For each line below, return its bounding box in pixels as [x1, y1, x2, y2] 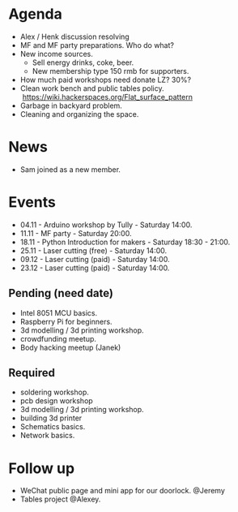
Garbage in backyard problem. [19, 101, 123, 110]
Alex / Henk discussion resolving [19, 32, 130, 41]
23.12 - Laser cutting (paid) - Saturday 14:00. [19, 263, 170, 273]
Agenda [8, 5, 62, 24]
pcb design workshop [19, 396, 93, 406]
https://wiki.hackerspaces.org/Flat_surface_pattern [22, 92, 193, 101]
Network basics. [19, 431, 75, 441]
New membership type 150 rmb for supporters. [32, 66, 189, 75]
